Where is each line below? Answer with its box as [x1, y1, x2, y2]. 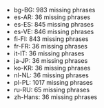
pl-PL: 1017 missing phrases [13, 79, 93, 86]
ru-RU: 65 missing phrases [13, 85, 90, 94]
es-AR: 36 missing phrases [13, 13, 91, 21]
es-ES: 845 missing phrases [13, 21, 94, 28]
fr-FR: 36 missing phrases [13, 42, 88, 50]
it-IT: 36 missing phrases [13, 49, 85, 57]
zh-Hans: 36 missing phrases [13, 93, 98, 101]
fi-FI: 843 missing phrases [13, 35, 89, 43]
